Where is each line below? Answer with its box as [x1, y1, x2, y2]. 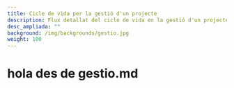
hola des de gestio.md [7, 66, 139, 82]
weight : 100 [7, 36, 42, 43]
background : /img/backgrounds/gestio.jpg [7, 29, 130, 37]
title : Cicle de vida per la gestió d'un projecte [7, 10, 157, 17]
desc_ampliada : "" [7, 23, 61, 30]
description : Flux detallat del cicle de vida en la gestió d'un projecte [7, 17, 229, 24]
